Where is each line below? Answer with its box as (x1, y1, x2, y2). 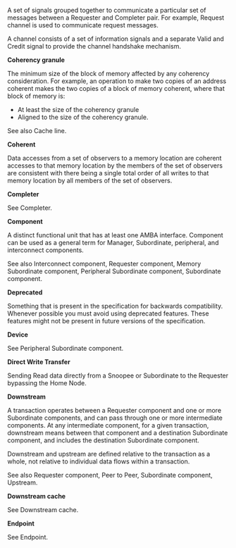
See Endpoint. (7, 533, 48, 541)
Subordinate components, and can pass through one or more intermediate (7, 413, 223, 422)
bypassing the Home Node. (7, 379, 87, 387)
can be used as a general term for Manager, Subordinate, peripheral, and (7, 239, 219, 247)
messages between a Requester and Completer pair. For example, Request (7, 13, 225, 22)
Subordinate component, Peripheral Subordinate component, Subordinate (7, 267, 221, 275)
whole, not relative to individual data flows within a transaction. (7, 457, 190, 466)
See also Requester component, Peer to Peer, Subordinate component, (7, 471, 213, 479)
